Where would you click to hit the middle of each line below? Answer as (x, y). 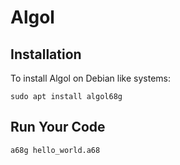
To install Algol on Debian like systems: (91, 78)
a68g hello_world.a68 (55, 150)
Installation (46, 54)
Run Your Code (58, 127)
